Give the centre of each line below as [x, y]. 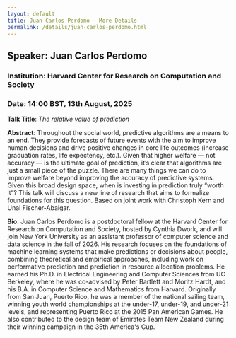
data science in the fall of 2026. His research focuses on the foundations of [117, 244]
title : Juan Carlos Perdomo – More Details [72, 21]
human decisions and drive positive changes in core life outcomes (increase [118, 147]
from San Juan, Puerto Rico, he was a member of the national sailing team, [116, 296]
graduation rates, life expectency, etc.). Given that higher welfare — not [111, 155]
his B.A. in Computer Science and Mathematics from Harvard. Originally [112, 289]
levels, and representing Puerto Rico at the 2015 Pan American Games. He [115, 311]
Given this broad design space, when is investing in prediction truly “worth [116, 185]
